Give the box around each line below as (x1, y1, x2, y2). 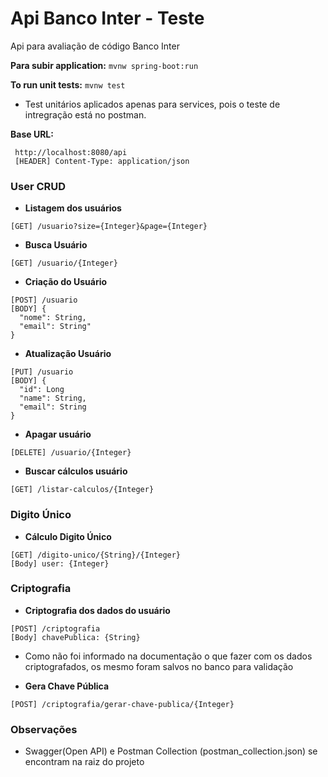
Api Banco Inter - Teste (10, 7, 205, 30)
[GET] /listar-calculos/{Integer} (10, 485, 155, 495)
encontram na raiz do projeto (24, 756, 145, 768)
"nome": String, (19, 313, 87, 323)
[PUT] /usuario (10, 367, 74, 377)
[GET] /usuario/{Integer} (10, 258, 118, 269)
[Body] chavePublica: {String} (10, 632, 141, 642)
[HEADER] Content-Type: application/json (14, 156, 190, 166)
